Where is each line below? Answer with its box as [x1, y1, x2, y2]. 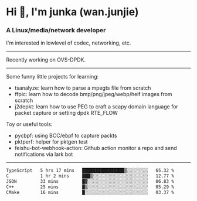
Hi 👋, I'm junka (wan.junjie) [6, 5, 139, 19]
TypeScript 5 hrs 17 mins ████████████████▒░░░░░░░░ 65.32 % [6, 168, 175, 173]
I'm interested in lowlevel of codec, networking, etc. [6, 39, 131, 46]
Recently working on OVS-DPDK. [6, 56, 86, 63]
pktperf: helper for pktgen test [14, 138, 88, 145]
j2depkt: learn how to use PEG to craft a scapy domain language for [14, 103, 179, 110]
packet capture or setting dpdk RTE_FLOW [14, 110, 118, 117]
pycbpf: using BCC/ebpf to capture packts [14, 132, 117, 139]
